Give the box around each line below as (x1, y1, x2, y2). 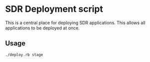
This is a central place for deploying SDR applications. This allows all (5, 20, 146, 26)
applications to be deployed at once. (5, 25, 80, 31)
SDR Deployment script (5, 3, 103, 15)
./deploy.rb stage (5, 52, 43, 57)
